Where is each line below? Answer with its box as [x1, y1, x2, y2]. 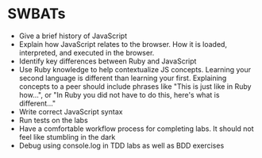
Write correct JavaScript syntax [18, 106, 123, 116]
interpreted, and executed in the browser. [18, 48, 155, 57]
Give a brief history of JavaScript [18, 31, 128, 40]
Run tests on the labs [18, 115, 88, 125]
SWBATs [7, 5, 66, 23]
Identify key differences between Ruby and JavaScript [18, 56, 197, 66]
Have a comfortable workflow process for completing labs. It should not [18, 124, 255, 133]
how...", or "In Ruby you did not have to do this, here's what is [18, 90, 220, 99]
